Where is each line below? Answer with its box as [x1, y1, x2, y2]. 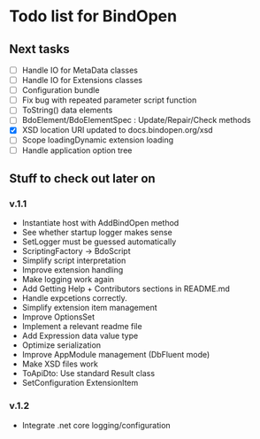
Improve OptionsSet [21, 312, 96, 322]
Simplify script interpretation [21, 255, 126, 266]
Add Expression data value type [21, 330, 139, 342]
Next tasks [9, 42, 70, 57]
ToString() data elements [21, 104, 113, 116]
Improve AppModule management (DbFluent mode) [21, 350, 210, 360]
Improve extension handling [21, 265, 124, 275]
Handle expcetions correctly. [21, 293, 127, 304]
